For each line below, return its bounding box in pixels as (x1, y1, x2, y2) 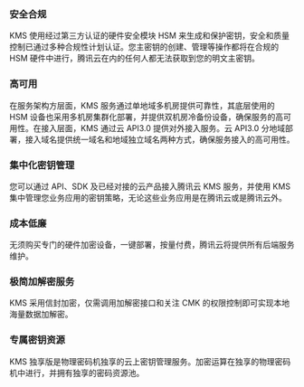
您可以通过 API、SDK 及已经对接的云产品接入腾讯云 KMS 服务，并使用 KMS (9, 181, 291, 192)
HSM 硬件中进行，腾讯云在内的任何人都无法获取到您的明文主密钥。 (9, 52, 260, 64)
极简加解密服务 (9, 276, 75, 288)
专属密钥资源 (9, 334, 66, 346)
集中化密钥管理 (9, 158, 75, 171)
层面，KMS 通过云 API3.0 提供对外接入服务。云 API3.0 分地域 (56, 122, 286, 133)
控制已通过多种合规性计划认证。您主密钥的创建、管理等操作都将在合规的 (9, 42, 279, 52)
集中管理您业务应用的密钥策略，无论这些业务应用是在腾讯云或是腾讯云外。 (9, 192, 287, 203)
